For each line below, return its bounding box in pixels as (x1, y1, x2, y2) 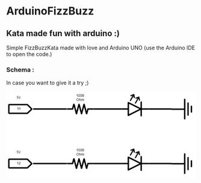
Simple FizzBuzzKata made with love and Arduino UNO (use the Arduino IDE (6, 44, 196, 51)
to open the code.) (6, 51, 52, 58)
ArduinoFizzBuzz (6, 4, 94, 18)
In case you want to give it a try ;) (6, 79, 89, 87)
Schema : (6, 65, 35, 73)
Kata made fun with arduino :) (6, 28, 120, 39)
